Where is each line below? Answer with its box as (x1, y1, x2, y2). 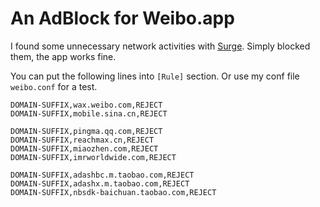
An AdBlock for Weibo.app (10, 7, 235, 30)
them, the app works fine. (10, 50, 117, 62)
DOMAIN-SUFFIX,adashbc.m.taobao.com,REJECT (10, 170, 195, 180)
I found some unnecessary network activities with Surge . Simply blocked (10, 40, 311, 52)
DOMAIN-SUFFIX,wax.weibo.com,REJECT (10, 100, 163, 110)
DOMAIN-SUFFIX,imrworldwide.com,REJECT (10, 152, 177, 162)
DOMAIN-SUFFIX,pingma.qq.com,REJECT (10, 126, 163, 136)
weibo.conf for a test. (10, 80, 98, 92)
